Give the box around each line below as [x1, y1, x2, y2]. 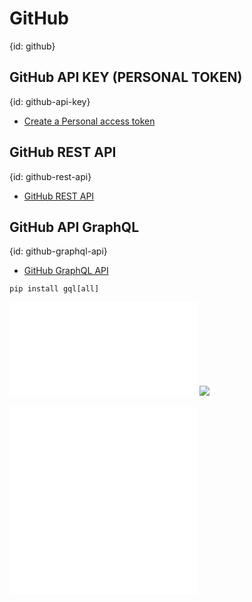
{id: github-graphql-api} [9, 245, 108, 257]
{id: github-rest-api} [9, 170, 92, 182]
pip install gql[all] [9, 284, 100, 294]
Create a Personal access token [23, 115, 156, 127]
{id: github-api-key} [9, 95, 91, 107]
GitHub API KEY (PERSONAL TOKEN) [9, 69, 243, 86]
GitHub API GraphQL [9, 218, 140, 236]
